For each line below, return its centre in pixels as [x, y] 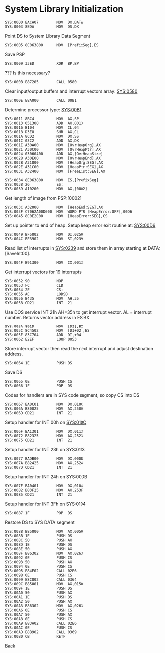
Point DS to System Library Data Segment [48, 36]
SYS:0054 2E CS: [34, 290]
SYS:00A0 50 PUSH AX [39, 593]
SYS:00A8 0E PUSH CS [39, 619]
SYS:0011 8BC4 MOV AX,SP [42, 119]
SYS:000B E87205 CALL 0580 [41, 82]
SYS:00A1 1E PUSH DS [39, 597]
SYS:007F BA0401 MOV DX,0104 [44, 486]
